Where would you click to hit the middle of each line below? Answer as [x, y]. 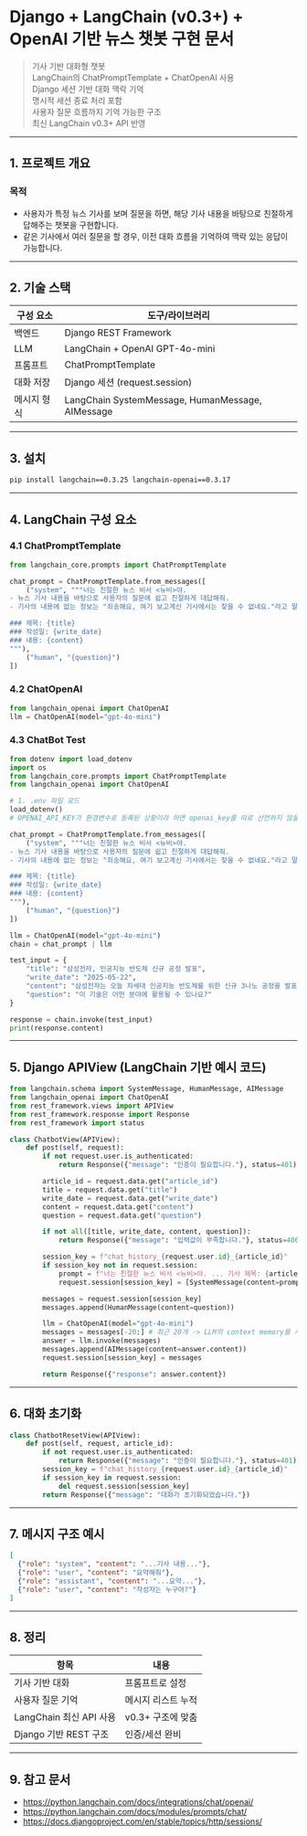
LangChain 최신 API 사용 [65, 1717]
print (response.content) [57, 1028]
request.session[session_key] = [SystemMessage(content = [169, 1282]
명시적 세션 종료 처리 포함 [77, 100]
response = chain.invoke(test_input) [81, 1019]
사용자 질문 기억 [46, 1700]
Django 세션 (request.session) [128, 383]
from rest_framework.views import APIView [91, 1106]
